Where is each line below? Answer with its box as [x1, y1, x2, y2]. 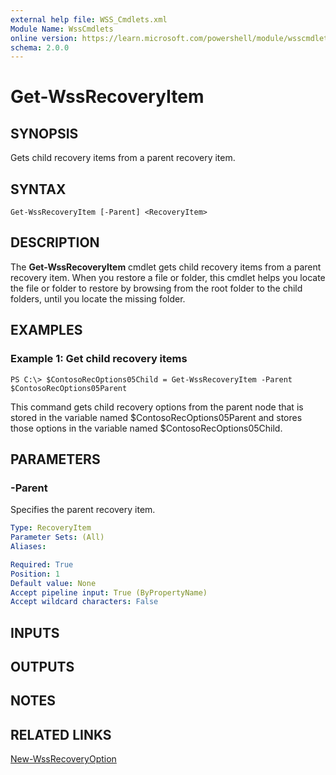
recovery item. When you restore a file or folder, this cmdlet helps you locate [10, 271, 326, 283]
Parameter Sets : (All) [10, 532, 105, 543]
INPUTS [10, 624, 60, 641]
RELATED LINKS [10, 726, 112, 743]
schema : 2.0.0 [10, 42, 70, 53]
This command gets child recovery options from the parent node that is [10, 401, 304, 413]
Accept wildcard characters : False [10, 597, 159, 607]
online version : [10, 33, 78, 43]
